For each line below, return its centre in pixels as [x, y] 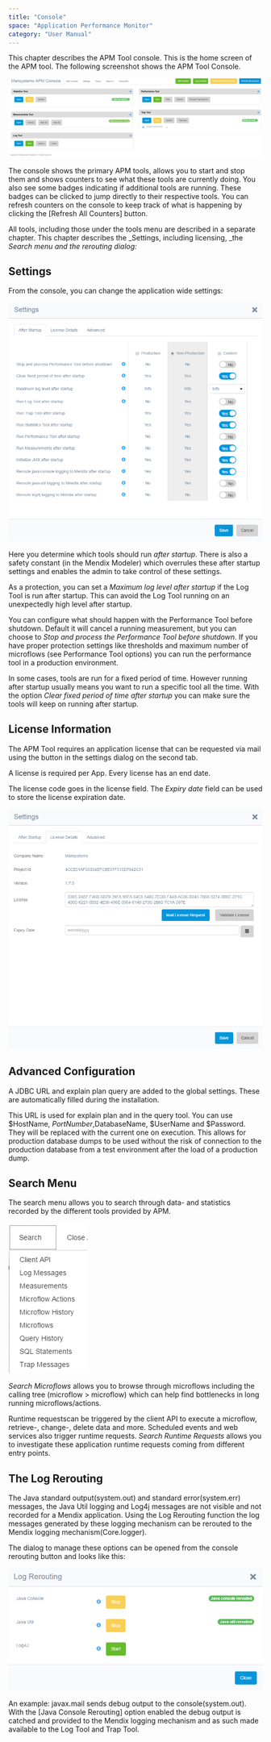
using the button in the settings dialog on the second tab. [103, 757]
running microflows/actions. [55, 1403]
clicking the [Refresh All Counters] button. [78, 213]
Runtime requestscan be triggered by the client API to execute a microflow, [133, 1419]
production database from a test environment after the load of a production [133, 1149]
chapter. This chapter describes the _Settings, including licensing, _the [126, 237]
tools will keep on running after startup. [73, 704]
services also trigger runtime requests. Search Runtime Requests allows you [135, 1436]
